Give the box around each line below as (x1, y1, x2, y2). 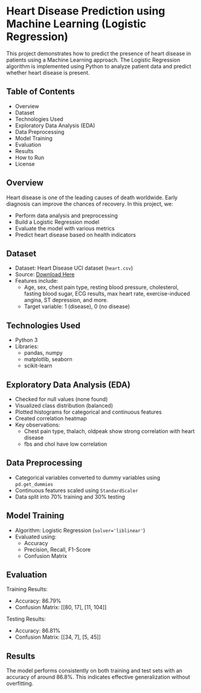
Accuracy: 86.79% (14, 597, 62, 604)
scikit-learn (24, 362, 53, 369)
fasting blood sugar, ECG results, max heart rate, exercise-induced (24, 290, 190, 297)
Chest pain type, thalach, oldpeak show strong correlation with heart (24, 428, 195, 435)
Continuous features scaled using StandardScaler (14, 487, 139, 494)
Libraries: (14, 343, 39, 350)
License (14, 160, 35, 167)
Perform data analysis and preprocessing (14, 212, 118, 219)
